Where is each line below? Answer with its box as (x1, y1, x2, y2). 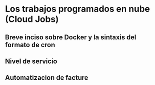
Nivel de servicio (5, 57, 58, 65)
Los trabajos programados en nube (5, 3, 150, 15)
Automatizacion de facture (5, 74, 89, 82)
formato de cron (5, 40, 55, 49)
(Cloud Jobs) (5, 14, 59, 25)
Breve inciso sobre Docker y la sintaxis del (5, 33, 136, 41)
